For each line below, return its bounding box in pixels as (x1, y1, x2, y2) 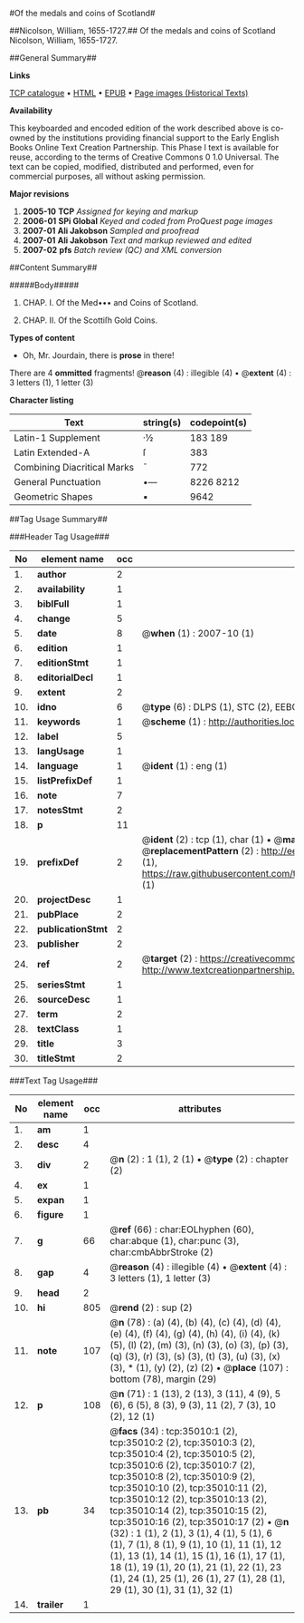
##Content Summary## (9, 262, 98, 273)
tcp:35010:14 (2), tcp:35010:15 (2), (109, 1504, 268, 1517)
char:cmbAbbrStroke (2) (109, 1246, 214, 1259)
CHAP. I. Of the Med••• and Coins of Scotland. (22, 297, 199, 307)
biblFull (37, 598, 70, 610)
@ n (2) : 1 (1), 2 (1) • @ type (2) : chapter (109, 1153, 290, 1165)
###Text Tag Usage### (9, 1075, 99, 1086)
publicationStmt (37, 923, 109, 935)
